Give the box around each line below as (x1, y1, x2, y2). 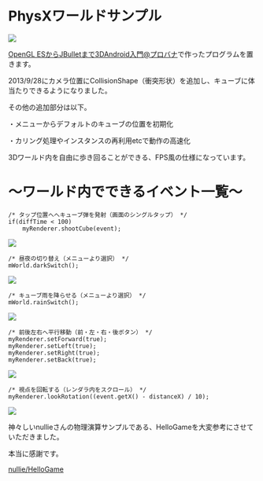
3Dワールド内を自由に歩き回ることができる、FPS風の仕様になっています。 (8, 152, 250, 162)
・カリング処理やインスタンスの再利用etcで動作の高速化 (8, 135, 191, 145)
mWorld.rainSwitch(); (8, 298, 80, 307)
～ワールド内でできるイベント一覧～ (8, 183, 243, 201)
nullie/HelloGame (8, 464, 65, 474)
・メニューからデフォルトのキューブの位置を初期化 (8, 119, 174, 128)
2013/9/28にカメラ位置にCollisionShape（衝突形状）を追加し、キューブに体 (8, 75, 255, 85)
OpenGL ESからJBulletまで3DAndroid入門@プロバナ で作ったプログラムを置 (8, 49, 254, 59)
